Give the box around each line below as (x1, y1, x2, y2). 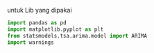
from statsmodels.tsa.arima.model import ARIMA (7, 32, 148, 39)
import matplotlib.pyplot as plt (7, 26, 104, 33)
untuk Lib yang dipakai (7, 6, 72, 14)
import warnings (7, 38, 54, 46)
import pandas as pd (7, 20, 67, 26)
